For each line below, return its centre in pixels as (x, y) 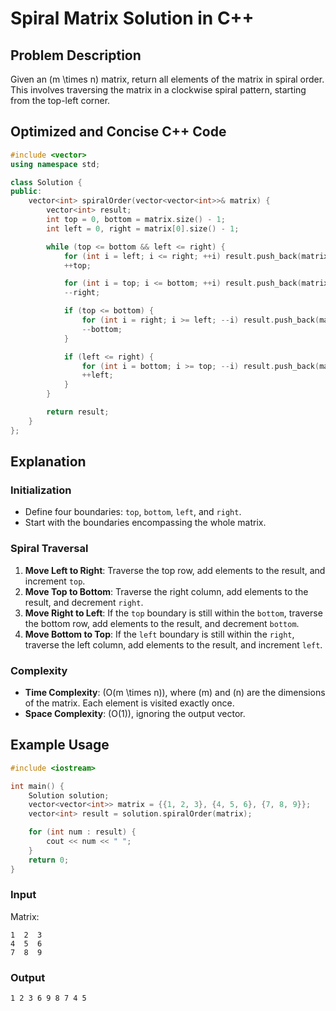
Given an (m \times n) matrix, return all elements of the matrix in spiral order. (167, 79)
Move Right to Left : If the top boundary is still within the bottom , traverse (173, 613)
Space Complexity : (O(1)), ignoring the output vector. (135, 713)
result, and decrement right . (84, 602)
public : (26, 192)
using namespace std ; (55, 164)
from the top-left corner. (60, 100)
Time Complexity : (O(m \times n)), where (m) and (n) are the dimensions (175, 692)
